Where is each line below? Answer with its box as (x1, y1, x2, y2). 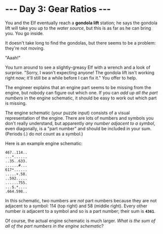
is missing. (5, 100, 27, 106)
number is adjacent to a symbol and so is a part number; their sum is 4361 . (5, 208, 156, 214)
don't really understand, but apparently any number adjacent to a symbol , (5, 120, 156, 126)
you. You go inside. (5, 30, 44, 36)
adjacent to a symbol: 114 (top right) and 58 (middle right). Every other (5, 203, 148, 209)
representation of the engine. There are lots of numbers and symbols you (5, 115, 154, 121)
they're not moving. (5, 45, 45, 51)
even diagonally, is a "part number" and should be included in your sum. (5, 125, 152, 132)
